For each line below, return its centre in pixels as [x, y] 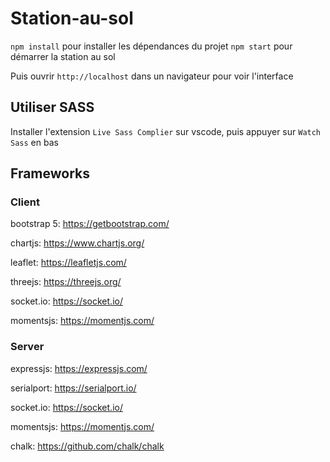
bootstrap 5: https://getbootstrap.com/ [90, 224]
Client [25, 202]
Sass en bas [34, 142]
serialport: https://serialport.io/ [73, 388]
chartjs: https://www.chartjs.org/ [77, 243]
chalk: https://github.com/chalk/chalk [87, 446]
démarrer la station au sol [63, 56]
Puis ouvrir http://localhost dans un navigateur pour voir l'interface [152, 76]
